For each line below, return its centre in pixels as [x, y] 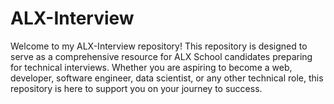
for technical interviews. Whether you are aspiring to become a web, [151, 67]
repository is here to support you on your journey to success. [136, 88]
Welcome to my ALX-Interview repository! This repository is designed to [159, 46]
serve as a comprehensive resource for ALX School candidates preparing [161, 56]
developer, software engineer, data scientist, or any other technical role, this [167, 78]
